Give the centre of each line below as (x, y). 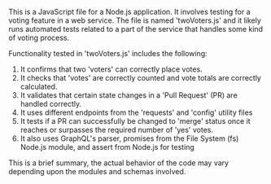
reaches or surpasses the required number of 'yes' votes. (117, 130)
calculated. (39, 86)
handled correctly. (51, 104)
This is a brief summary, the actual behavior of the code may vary (119, 163)
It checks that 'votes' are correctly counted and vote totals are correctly (141, 78)
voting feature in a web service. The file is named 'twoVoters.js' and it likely (135, 20)
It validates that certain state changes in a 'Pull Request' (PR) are (129, 95)
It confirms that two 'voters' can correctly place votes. (111, 69)
